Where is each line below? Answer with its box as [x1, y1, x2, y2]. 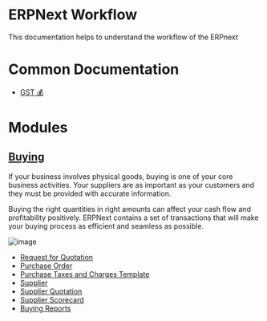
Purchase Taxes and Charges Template [19, 269, 150, 278]
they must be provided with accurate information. [8, 189, 172, 198]
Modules [8, 119, 68, 137]
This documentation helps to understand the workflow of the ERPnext [8, 32, 239, 42]
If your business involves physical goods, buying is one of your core [8, 171, 234, 181]
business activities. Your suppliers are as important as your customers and [8, 180, 255, 189]
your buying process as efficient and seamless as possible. [8, 221, 204, 230]
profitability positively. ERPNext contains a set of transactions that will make [8, 213, 259, 222]
